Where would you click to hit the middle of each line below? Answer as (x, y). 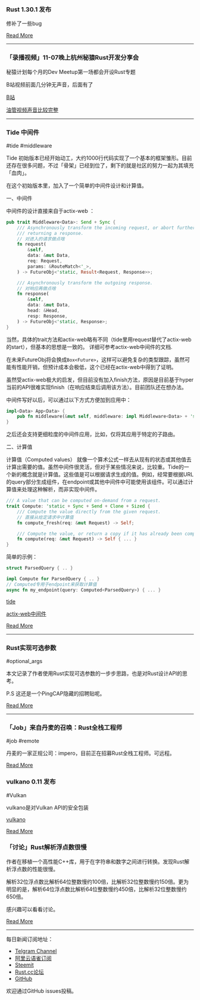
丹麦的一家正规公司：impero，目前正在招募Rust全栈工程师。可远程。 (91, 753)
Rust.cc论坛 (29, 972)
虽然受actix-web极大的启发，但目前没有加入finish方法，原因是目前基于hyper (100, 379)
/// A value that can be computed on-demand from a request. (84, 501)
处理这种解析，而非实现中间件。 (61, 490)
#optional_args (24, 661)
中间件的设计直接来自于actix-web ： (51, 210)
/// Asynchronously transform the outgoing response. (85, 283)
